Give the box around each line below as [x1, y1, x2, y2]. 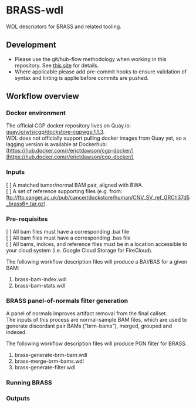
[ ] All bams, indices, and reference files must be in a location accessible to [6, 241, 188, 248]
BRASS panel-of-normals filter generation [6, 296, 129, 305]
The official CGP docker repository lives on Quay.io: [6, 122, 131, 129]
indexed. [6, 329, 28, 336]
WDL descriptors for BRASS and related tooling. [6, 23, 121, 30]
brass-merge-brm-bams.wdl [14, 358, 84, 365]
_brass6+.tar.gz [6, 200, 44, 207]
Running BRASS [6, 379, 53, 387]
